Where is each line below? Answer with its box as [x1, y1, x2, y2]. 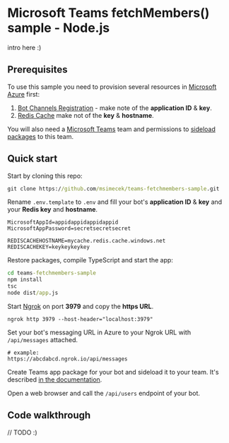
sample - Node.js [7, 20, 110, 36]
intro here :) [7, 43, 42, 51]
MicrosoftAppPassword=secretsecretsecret [7, 225, 131, 232]
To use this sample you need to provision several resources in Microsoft [7, 83, 217, 91]
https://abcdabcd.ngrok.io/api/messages [7, 355, 129, 363]
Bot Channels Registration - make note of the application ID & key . [17, 104, 212, 112]
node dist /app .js [7, 289, 59, 297]
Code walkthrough [7, 409, 91, 421]
